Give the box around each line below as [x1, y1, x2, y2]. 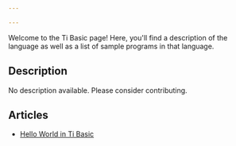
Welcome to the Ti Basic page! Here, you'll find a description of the [8, 33, 228, 42]
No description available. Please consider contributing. [8, 85, 188, 95]
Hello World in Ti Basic [19, 129, 95, 139]
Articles [8, 108, 49, 121]
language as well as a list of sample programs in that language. [8, 41, 215, 51]
